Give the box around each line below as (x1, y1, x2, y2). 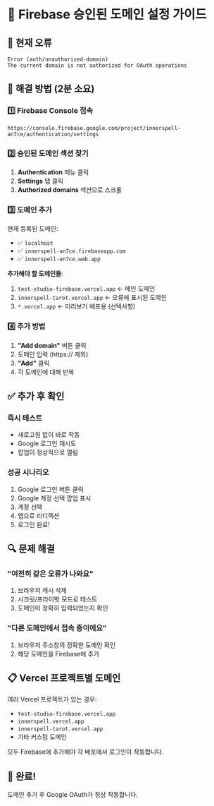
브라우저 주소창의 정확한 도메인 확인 (17, 640, 116, 649)
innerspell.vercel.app (17, 718, 84, 726)
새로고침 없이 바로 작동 (17, 431, 80, 439)
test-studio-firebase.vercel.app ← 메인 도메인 (17, 284, 156, 293)
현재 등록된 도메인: (7, 224, 58, 233)
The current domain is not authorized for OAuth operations (7, 62, 188, 69)
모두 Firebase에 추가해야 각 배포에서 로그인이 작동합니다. (7, 747, 164, 756)
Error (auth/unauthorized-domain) (7, 56, 109, 63)
